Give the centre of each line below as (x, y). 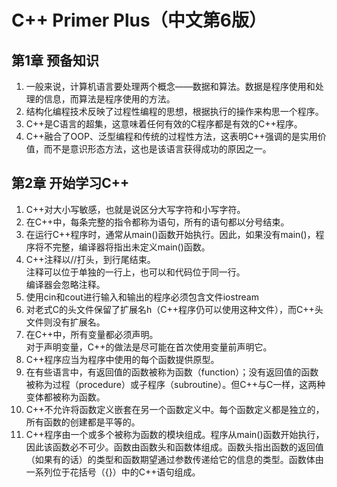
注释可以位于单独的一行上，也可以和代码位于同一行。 (135, 272)
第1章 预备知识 (55, 60)
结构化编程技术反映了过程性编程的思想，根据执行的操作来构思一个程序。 (174, 111)
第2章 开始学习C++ (70, 183)
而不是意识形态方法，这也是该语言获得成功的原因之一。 (157, 149)
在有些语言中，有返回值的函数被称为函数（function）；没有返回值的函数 (172, 372)
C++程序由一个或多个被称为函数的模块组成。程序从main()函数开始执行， (175, 434)
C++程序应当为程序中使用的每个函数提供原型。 (122, 359)
